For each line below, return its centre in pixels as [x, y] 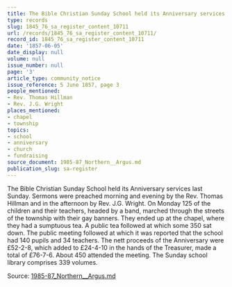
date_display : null [35, 53]
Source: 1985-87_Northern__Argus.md [61, 276]
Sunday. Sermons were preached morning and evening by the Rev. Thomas [115, 196]
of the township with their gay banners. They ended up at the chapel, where [116, 218]
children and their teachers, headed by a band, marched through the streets [116, 211]
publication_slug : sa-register [52, 169]
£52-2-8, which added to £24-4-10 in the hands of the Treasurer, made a [112, 247]
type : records [28, 20]
